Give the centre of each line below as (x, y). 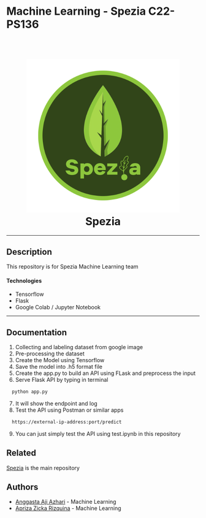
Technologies (24, 280)
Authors (22, 487)
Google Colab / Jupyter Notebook (58, 307)
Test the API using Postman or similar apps (69, 410)
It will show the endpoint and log (56, 403)
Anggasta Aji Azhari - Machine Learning (66, 502)
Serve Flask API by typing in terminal (62, 379)
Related (21, 453)
